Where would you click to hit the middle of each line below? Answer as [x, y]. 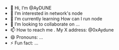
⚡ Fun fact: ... [24, 43]
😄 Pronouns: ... [27, 37]
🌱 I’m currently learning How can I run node [56, 19]
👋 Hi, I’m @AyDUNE [31, 8]
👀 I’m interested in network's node [46, 13]
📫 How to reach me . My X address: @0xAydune [62, 30]
